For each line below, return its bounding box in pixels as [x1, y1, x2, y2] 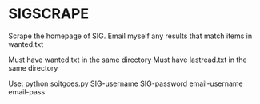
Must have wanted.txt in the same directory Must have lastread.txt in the [8, 55, 247, 64]
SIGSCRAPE [8, 5, 90, 23]
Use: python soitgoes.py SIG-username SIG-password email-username [8, 79, 244, 88]
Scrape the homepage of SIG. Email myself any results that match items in [8, 31, 253, 40]
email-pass [8, 87, 46, 96]
